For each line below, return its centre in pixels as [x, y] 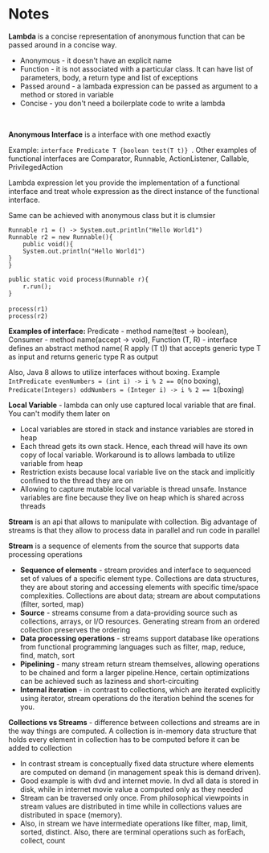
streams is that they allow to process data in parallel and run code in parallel [134, 530]
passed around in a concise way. [63, 44]
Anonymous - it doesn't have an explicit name [96, 60]
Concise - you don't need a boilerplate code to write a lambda [122, 103]
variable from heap [51, 463]
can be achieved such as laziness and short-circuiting [109, 681]
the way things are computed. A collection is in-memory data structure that [132, 731]
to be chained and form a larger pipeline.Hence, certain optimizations [135, 672]
